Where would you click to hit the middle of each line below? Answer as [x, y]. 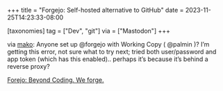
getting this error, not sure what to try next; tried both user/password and [112, 52]
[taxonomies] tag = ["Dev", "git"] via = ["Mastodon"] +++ [89, 31]
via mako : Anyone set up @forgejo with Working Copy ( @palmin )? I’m [108, 44]
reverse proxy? [28, 66]
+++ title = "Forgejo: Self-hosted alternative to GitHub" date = [96, 10]
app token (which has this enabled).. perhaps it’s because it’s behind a [108, 59]
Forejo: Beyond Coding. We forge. [56, 80]
